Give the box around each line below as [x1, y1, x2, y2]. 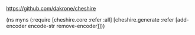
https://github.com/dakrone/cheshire [6, 5, 96, 12]
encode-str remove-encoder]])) [27, 23, 105, 29]
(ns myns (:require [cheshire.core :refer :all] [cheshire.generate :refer [6, 16, 174, 23]
